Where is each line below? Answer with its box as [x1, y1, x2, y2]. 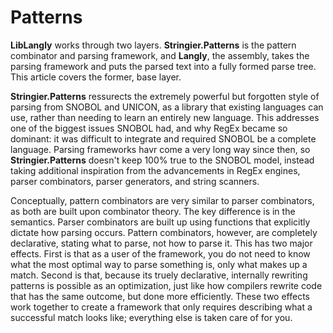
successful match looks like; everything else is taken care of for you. [10, 311, 293, 323]
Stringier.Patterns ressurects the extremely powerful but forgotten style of [10, 90, 320, 102]
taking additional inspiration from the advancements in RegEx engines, [10, 164, 301, 176]
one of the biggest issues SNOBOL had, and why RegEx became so [10, 122, 288, 134]
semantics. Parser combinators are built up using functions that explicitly [10, 216, 311, 228]
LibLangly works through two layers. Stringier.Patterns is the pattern [10, 39, 297, 51]
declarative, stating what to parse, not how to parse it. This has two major [10, 237, 313, 249]
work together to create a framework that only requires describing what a [10, 301, 313, 313]
